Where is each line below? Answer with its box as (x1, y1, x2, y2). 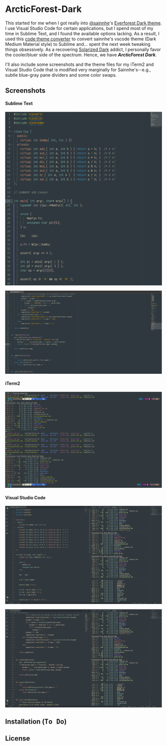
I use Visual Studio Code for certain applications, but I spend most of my (5, 25, 154, 31)
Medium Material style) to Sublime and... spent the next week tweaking (5, 41, 151, 47)
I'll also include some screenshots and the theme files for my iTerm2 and (5, 61, 154, 67)
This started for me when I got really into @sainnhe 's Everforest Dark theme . (5, 20, 162, 26)
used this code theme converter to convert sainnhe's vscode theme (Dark (5, 36, 157, 42)
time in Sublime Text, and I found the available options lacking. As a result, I (5, 30, 160, 36)
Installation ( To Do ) (5, 717, 67, 726)
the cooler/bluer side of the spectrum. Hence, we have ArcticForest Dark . (5, 51, 157, 58)
